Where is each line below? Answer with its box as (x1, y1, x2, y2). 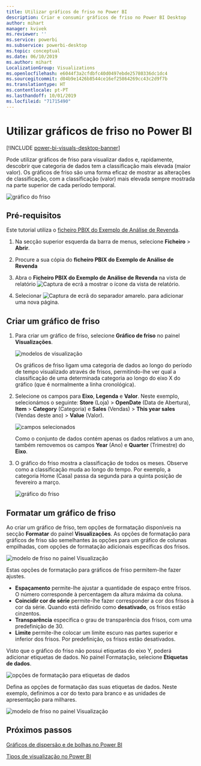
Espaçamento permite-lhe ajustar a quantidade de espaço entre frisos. (14, 584, 191, 591)
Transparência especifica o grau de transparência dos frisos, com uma (14, 616, 192, 623)
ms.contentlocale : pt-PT (6, 87, 68, 93)
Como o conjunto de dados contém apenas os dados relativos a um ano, (14, 435, 194, 442)
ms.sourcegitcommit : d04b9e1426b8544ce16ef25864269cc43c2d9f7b (6, 76, 168, 82)
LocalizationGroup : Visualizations (6, 64, 95, 71)
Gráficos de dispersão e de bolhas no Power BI (6, 741, 123, 748)
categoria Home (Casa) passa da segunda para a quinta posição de (14, 472, 182, 480)
